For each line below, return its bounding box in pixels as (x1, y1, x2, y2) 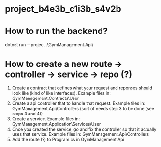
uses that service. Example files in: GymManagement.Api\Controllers (12, 131, 149, 137)
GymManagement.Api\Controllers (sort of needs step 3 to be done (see (12, 106, 155, 112)
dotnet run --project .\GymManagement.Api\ (5, 42, 93, 48)
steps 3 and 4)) (12, 111, 43, 117)
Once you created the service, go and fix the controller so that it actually (12, 126, 157, 132)
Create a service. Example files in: (12, 116, 80, 122)
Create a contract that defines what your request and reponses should (12, 85, 152, 91)
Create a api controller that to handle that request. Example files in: (12, 100, 146, 106)
